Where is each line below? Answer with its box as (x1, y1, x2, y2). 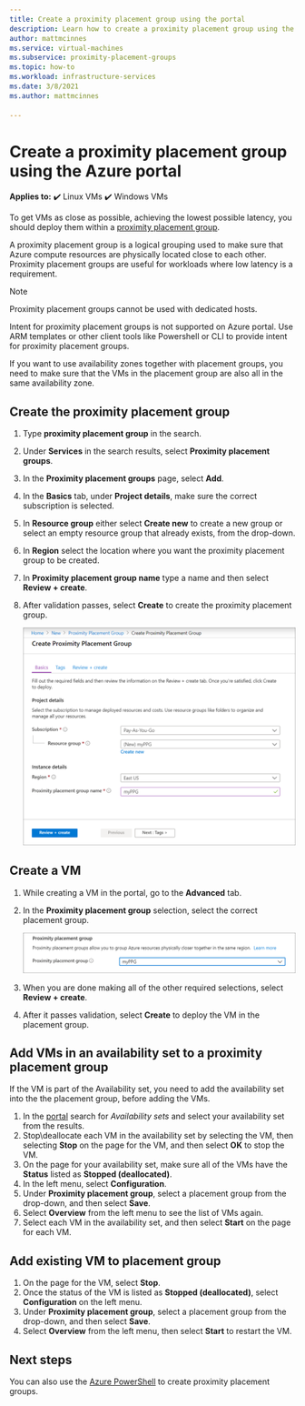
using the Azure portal (9, 160, 182, 181)
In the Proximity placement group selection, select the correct (22, 905, 258, 916)
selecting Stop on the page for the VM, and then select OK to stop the (22, 1140, 285, 1150)
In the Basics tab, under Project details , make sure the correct (22, 491, 258, 502)
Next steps (9, 1351, 73, 1368)
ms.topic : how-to (9, 63, 75, 72)
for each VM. (22, 1227, 72, 1238)
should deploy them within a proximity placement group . (9, 222, 221, 233)
